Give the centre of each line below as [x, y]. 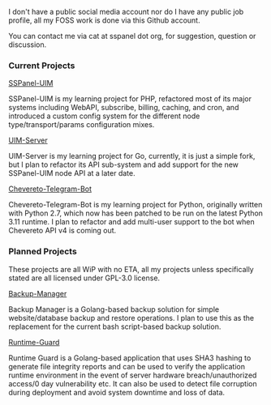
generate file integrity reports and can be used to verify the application [127, 366]
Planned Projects [43, 252]
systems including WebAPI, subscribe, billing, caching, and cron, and [124, 108]
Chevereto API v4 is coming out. [62, 231]
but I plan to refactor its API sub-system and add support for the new [124, 164]
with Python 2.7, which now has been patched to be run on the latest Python [136, 213]
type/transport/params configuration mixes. [82, 125]
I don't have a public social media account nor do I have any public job [126, 12]
